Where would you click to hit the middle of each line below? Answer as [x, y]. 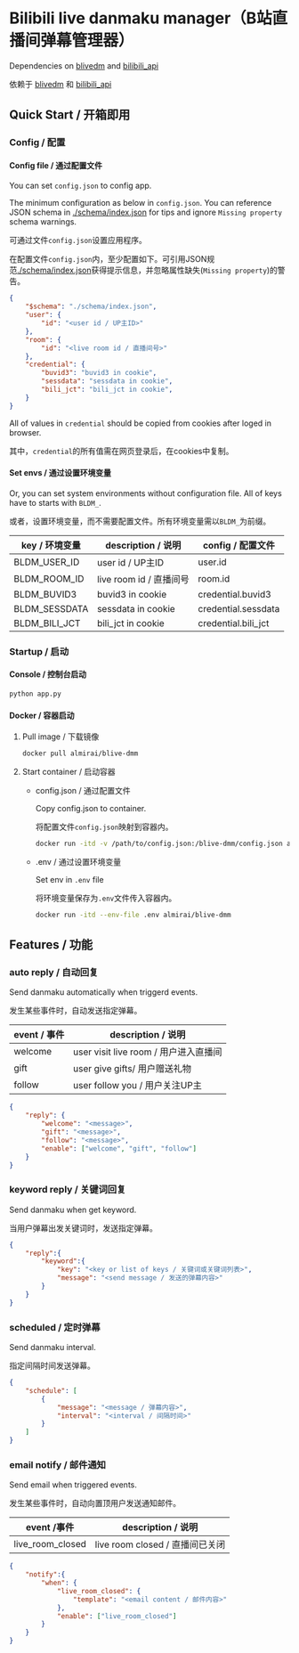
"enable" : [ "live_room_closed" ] [117, 1616]
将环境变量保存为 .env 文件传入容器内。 [106, 898]
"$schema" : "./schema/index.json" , [91, 307]
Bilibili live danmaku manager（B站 [141, 18]
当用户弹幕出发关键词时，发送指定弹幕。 [83, 1228]
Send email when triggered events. [73, 1485]
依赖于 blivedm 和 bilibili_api [61, 84]
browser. [25, 432]
